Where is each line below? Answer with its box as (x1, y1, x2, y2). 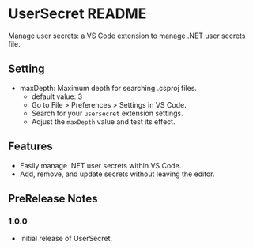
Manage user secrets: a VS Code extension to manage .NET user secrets (8, 31, 246, 40)
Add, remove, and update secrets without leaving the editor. (19, 169, 215, 179)
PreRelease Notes (8, 191, 98, 206)
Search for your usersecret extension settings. (31, 108, 183, 118)
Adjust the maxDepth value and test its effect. (31, 116, 176, 126)
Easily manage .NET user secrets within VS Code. (19, 160, 182, 170)
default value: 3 (31, 92, 83, 101)
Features (8, 140, 53, 153)
